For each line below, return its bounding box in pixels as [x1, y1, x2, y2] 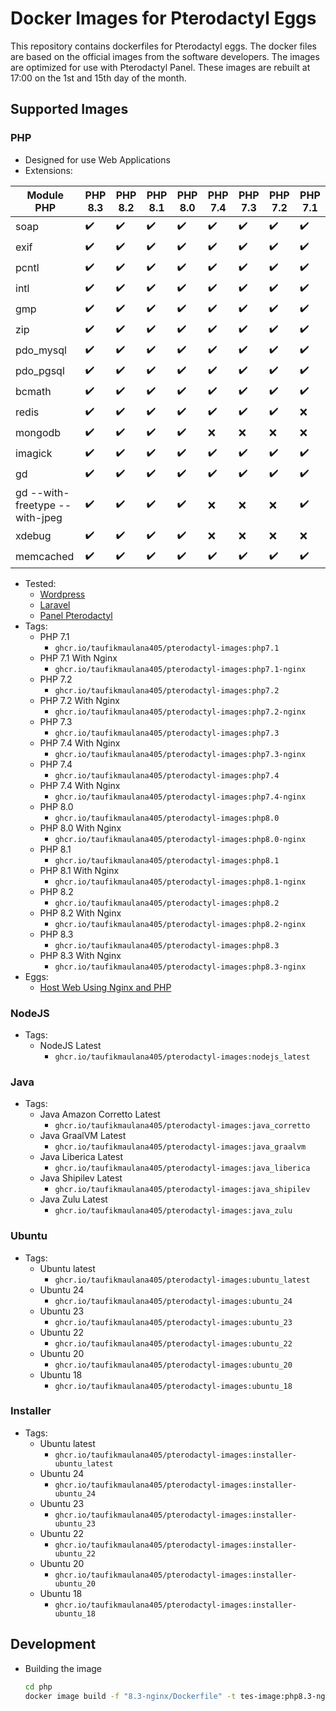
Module [26, 188, 65, 202]
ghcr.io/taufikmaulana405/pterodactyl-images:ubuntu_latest [54, 1275, 311, 1285]
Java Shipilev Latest [39, 1172, 123, 1184]
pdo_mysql [15, 343, 67, 357]
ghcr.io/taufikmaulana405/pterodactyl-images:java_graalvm [54, 1142, 307, 1152]
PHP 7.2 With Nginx [39, 694, 120, 706]
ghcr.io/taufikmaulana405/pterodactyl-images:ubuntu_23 [54, 1317, 293, 1327]
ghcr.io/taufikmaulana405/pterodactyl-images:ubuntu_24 [54, 1296, 293, 1306]
